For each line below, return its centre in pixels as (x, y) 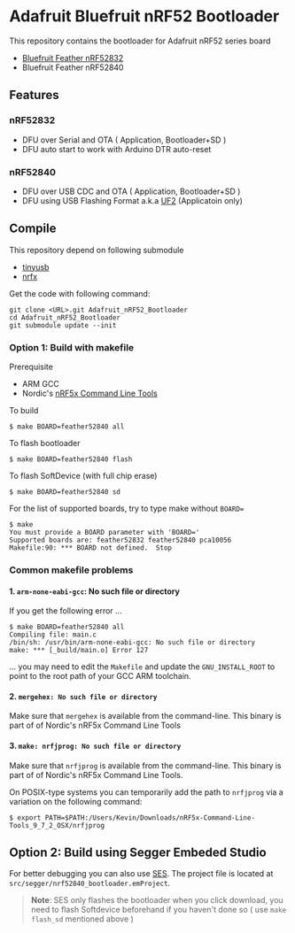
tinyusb (35, 266)
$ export (25, 817)
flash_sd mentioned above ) (82, 919)
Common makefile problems (71, 570)
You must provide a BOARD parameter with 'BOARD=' (105, 533)
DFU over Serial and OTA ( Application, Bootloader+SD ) (124, 140)
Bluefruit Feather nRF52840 (73, 67)
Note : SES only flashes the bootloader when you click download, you (157, 900)
